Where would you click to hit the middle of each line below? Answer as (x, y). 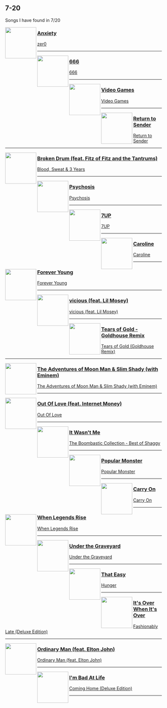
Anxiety (47, 33)
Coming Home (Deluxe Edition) (101, 689)
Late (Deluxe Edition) (27, 631)
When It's (145, 609)
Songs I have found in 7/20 (33, 20)
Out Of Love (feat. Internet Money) (80, 404)
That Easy (113, 574)
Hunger (109, 585)
